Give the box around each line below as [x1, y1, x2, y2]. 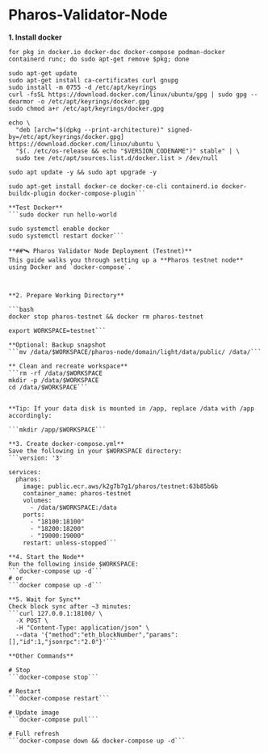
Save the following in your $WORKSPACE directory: [8, 447, 182, 455]
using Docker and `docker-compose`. [8, 263, 132, 271]
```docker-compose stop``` [8, 673, 99, 681]
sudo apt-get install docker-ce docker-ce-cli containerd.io [8, 182, 219, 191]
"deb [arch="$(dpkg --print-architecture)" [15, 125, 164, 134]
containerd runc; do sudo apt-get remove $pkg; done [8, 55, 190, 63]
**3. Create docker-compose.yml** [8, 440, 125, 448]
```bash [8, 305, 35, 313]
